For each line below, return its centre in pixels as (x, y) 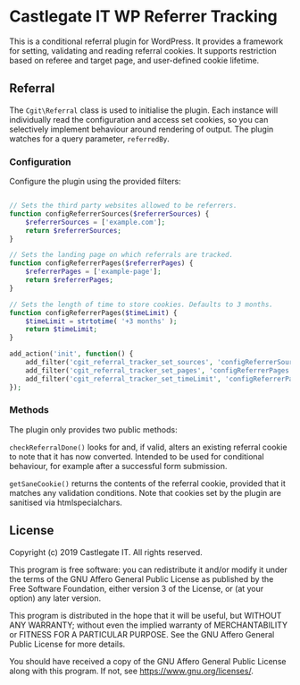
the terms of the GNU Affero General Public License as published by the (142, 578)
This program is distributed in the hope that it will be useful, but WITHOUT (146, 615)
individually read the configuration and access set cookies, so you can (139, 119)
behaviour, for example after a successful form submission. (118, 466)
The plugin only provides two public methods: (93, 429)
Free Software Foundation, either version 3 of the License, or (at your (137, 588)
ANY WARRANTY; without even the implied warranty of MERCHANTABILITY (149, 625)
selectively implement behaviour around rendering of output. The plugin (142, 129)
